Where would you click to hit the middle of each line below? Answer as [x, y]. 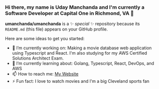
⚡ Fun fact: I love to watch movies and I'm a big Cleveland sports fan [81, 81]
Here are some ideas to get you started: [45, 39]
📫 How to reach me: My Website [45, 74]
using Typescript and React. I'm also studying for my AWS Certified [79, 53]
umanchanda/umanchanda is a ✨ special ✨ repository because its [72, 24]
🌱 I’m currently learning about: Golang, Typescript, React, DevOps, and [83, 63]
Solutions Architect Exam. [38, 58]
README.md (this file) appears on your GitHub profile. [56, 29]
